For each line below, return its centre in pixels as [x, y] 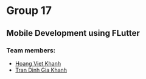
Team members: [31, 50]
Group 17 [29, 11]
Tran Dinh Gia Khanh [41, 70]
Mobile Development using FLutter [73, 33]
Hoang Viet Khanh [38, 63]
